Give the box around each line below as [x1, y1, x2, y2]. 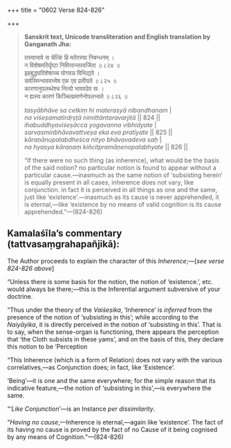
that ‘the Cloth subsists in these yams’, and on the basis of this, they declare [7, 335, 224, 343]
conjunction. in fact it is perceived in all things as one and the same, [24, 186, 218, 194]
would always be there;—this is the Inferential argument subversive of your [7, 285, 221, 293]
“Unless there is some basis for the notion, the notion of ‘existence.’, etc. [7, 277, 213, 286]
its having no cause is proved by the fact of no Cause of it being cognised [7, 425, 218, 433]
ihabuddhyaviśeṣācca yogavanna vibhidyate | [24, 121, 157, 129]
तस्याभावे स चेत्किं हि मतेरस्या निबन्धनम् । [24, 53, 115, 62]
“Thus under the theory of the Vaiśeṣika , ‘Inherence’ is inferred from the [7, 306, 213, 314]
